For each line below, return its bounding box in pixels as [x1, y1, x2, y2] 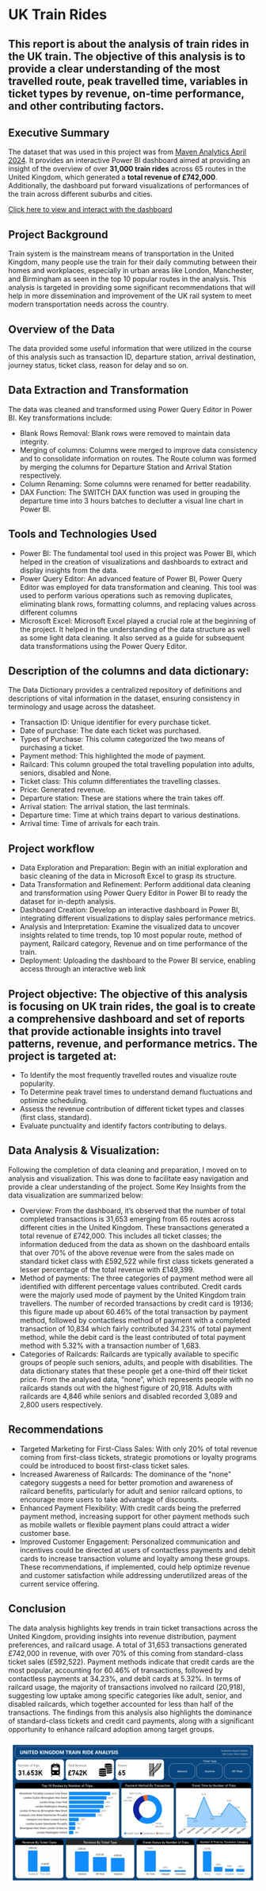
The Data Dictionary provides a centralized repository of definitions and [8, 685, 242, 695]
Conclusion [8, 1602, 66, 1615]
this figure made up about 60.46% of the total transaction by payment [19, 1306, 249, 1316]
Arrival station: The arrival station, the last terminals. [19, 802, 191, 812]
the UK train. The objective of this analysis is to [8, 49, 245, 63]
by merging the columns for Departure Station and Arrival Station [19, 462, 232, 472]
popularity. [19, 1079, 55, 1089]
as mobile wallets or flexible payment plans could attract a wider [19, 1519, 230, 1530]
